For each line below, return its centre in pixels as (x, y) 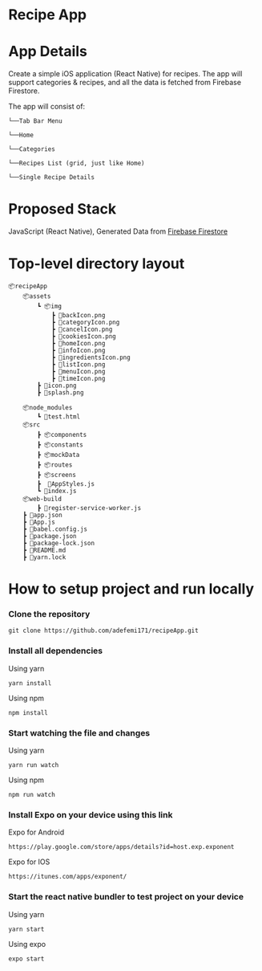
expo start (26, 959)
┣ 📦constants (60, 445)
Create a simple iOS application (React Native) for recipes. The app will (125, 74)
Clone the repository (49, 614)
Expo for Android (36, 832)
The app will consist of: (47, 107)
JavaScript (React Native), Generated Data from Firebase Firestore (118, 231)
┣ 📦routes (55, 465)
